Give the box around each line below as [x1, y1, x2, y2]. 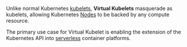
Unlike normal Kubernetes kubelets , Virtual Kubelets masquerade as [6, 5, 173, 12]
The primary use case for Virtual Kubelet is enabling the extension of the [6, 28, 182, 35]
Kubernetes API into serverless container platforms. [6, 35, 131, 41]
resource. [6, 17, 29, 24]
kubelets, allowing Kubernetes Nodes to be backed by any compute [6, 11, 170, 18]
